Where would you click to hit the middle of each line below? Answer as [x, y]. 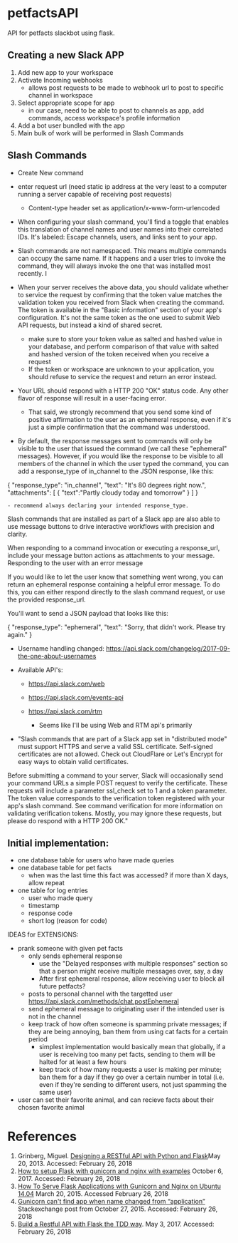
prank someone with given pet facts [70, 949]
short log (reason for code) [68, 921]
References [42, 1136]
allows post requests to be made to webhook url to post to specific [126, 88]
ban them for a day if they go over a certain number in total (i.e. [131, 1077]
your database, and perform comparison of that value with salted [123, 346]
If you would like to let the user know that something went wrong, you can [115, 577]
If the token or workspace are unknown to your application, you [121, 369]
